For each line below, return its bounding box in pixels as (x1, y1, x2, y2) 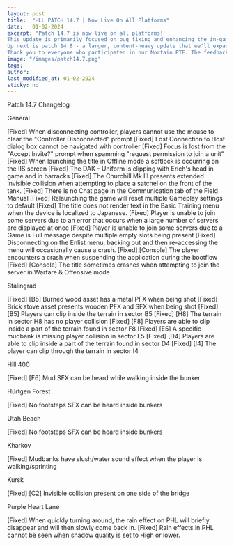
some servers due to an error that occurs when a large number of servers (7, 217, 219, 225)
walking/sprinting (7, 462, 57, 471)
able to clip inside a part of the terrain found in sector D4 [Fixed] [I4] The (7, 339, 217, 348)
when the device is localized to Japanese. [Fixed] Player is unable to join (7, 209, 216, 217)
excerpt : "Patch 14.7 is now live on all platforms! (7, 29, 164, 37)
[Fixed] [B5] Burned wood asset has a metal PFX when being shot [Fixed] (7, 295, 218, 304)
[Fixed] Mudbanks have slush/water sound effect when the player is (7, 455, 203, 463)
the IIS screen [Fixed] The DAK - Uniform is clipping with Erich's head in (7, 164, 214, 173)
